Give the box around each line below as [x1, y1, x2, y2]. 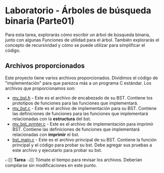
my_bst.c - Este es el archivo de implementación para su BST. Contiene [12, 105, 157, 111]
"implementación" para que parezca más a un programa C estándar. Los [5, 80, 152, 86]
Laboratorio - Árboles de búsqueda [5, 5, 151, 16]
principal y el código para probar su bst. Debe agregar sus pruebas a [12, 142, 152, 148]
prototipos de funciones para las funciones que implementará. [12, 100, 138, 106]
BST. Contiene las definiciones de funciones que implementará [12, 126, 140, 132]
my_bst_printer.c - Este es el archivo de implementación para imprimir [12, 121, 154, 127]
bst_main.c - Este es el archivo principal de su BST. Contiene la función [12, 137, 157, 142]
